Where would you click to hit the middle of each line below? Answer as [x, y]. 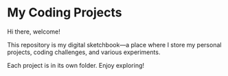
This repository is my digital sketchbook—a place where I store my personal [114, 45]
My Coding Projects [65, 13]
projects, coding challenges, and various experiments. [84, 52]
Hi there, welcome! [34, 31]
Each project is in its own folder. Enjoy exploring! [76, 65]
